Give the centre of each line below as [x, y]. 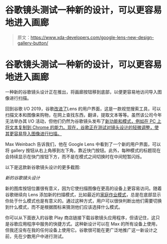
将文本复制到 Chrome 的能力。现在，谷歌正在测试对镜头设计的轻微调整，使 [82, 127]
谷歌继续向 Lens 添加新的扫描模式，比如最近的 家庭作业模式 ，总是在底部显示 [83, 194]
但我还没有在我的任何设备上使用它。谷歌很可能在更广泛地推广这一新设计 [79, 230]
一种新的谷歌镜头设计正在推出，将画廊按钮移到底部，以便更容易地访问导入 [81, 92]
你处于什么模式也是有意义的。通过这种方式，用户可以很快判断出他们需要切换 [83, 201]
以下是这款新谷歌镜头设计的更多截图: [43, 167]
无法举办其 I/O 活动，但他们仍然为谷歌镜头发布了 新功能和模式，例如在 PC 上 [83, 121]
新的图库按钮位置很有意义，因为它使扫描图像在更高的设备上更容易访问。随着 [83, 188]
